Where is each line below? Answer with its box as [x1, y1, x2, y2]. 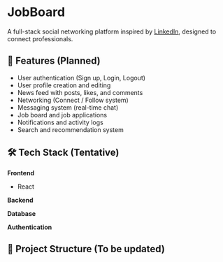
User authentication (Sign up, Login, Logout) [17, 73, 145, 82]
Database [7, 209, 36, 217]
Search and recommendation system [17, 125, 124, 133]
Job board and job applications [17, 110, 107, 119]
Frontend [7, 168, 35, 177]
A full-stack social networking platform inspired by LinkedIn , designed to [7, 27, 217, 36]
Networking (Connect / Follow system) [17, 96, 129, 104]
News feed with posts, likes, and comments [17, 88, 143, 96]
